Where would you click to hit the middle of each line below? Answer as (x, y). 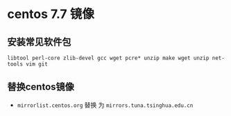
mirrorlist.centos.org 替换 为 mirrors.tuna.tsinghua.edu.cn (105, 105)
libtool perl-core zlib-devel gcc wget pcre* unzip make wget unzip (108, 58)
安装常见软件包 (39, 42)
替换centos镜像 (41, 87)
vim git (37, 64)
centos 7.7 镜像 (51, 14)
